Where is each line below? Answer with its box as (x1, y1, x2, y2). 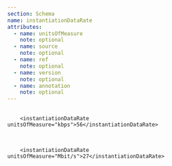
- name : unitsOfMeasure (13, 30, 83, 37)
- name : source (13, 43, 58, 50)
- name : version (13, 69, 61, 76)
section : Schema (7, 10, 55, 18)
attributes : (7, 23, 42, 30)
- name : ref (13, 56, 49, 63)
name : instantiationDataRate (7, 17, 93, 24)
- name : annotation (13, 82, 71, 89)
